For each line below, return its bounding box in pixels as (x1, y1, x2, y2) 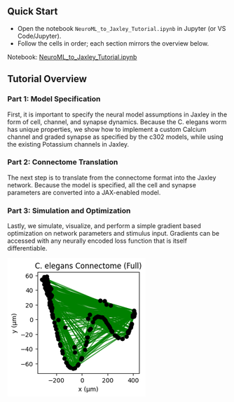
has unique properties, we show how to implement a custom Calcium (7, 125, 207, 133)
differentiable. (7, 244, 48, 253)
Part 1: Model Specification (7, 94, 101, 104)
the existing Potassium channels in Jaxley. (7, 140, 130, 148)
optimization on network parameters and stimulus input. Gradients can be (7, 229, 219, 238)
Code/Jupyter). (17, 32, 62, 40)
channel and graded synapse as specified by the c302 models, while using (7, 133, 223, 141)
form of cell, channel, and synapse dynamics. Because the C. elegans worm (7, 117, 227, 126)
